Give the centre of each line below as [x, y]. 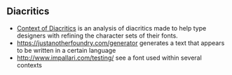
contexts [29, 65]
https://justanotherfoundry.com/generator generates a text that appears [121, 43]
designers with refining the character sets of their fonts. [97, 35]
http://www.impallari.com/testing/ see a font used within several [109, 58]
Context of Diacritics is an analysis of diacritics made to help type [111, 28]
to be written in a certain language [66, 50]
